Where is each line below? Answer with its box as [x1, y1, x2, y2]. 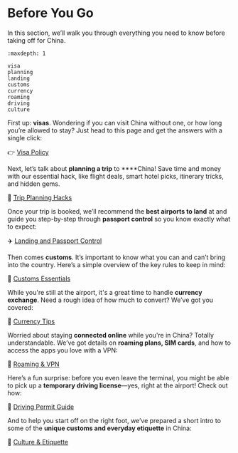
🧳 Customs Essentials [7, 274, 71, 283]
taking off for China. [7, 36, 66, 44]
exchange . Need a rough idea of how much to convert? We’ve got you [7, 296, 214, 304]
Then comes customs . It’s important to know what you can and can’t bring [7, 253, 226, 261]
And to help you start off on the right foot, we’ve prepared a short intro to [7, 416, 222, 425]
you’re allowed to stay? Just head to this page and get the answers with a [7, 126, 222, 135]
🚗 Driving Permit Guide [7, 402, 75, 411]
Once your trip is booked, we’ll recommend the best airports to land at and [7, 207, 227, 215]
